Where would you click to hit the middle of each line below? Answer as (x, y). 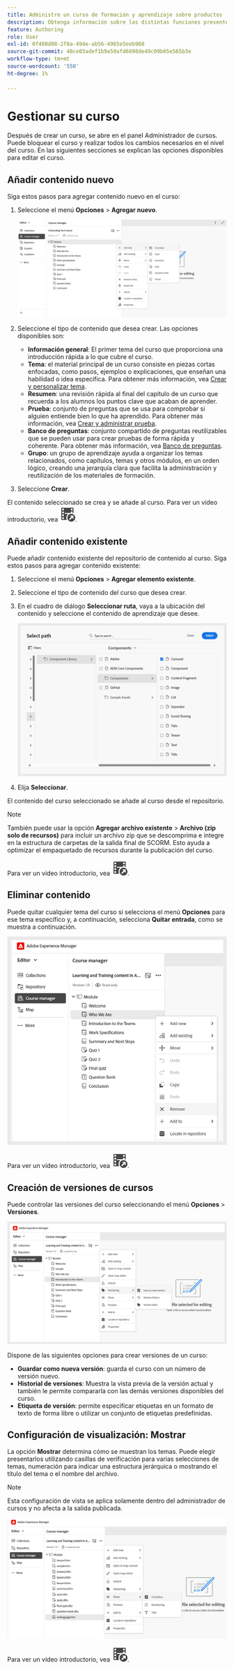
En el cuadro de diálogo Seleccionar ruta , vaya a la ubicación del (111, 606)
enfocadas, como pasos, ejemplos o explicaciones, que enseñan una (127, 372)
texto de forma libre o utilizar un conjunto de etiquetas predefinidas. (115, 1413)
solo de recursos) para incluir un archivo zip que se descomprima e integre (116, 835)
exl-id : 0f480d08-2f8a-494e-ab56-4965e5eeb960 (76, 44)
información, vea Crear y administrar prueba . (92, 424)
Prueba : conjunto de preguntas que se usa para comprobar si (116, 409)
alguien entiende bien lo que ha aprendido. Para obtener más (115, 416)
